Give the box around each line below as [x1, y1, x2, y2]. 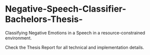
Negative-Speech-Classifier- [5, 3, 126, 15]
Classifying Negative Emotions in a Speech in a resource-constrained [5, 30, 146, 36]
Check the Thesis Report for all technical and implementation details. [5, 44, 145, 50]
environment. [5, 35, 32, 41]
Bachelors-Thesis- [5, 14, 83, 25]
